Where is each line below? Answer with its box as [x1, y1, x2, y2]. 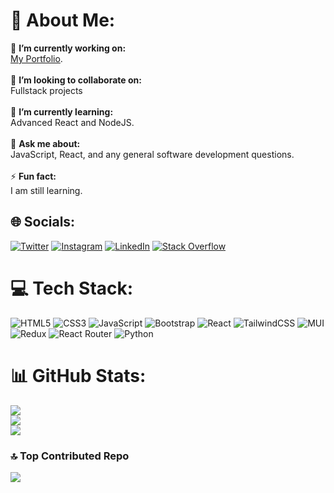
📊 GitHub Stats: [10, 364, 147, 387]
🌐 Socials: [10, 214, 76, 231]
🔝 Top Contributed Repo [10, 449, 130, 463]
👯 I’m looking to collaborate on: [10, 74, 142, 86]
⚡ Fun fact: [10, 170, 57, 182]
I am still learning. [10, 184, 83, 196]
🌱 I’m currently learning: [10, 105, 114, 118]
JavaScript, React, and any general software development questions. [10, 148, 295, 160]
